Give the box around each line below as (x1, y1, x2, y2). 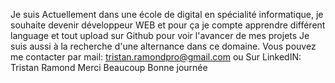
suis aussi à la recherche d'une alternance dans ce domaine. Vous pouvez (10, 40, 317, 52)
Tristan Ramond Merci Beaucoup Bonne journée (10, 62, 208, 73)
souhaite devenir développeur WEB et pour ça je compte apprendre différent (10, 19, 326, 31)
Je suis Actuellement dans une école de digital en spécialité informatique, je (10, 9, 324, 20)
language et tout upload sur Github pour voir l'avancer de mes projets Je (10, 30, 310, 41)
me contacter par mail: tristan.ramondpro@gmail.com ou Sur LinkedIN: (10, 51, 302, 63)
